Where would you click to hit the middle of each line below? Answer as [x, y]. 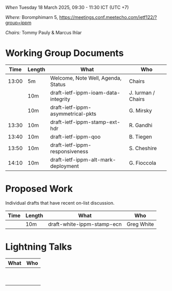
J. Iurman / [142, 92]
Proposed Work [39, 189]
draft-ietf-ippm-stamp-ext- [85, 122]
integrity [60, 99]
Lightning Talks [39, 247]
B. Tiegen [140, 136]
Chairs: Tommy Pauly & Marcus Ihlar [44, 32]
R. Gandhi [141, 125]
